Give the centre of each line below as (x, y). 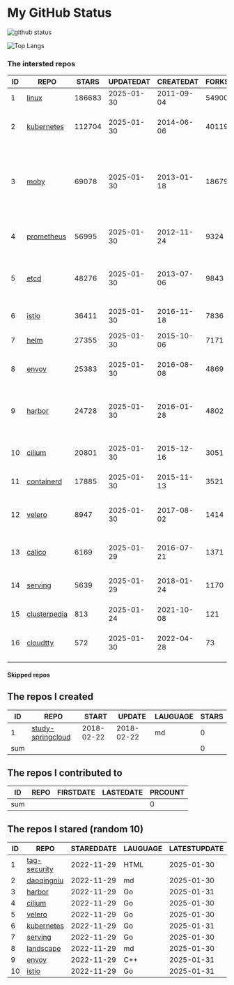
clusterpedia (47, 614)
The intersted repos (41, 63)
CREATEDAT (178, 82)
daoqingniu (45, 880)
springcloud (51, 737)
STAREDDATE (94, 849)
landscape (44, 949)
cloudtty (40, 643)
